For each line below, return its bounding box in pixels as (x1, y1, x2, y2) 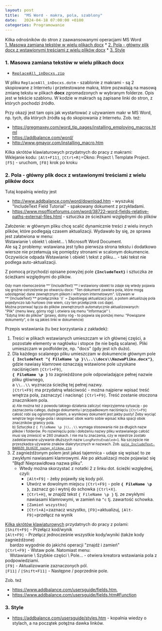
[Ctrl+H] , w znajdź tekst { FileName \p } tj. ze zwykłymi (26, 491, 145, 497)
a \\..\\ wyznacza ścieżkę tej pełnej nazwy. (12, 382, 103, 388)
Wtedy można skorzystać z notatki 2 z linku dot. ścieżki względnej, (19, 466, 154, 471)
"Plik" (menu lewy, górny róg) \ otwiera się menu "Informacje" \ (5, 309, 111, 314)
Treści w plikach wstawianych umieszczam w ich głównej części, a (12, 335, 146, 341)
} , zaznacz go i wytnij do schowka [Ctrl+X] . (26, 486, 117, 492)
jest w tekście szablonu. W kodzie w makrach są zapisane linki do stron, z (5, 95, 153, 101)
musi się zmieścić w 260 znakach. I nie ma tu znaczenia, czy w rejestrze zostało (12, 433, 146, 438)
